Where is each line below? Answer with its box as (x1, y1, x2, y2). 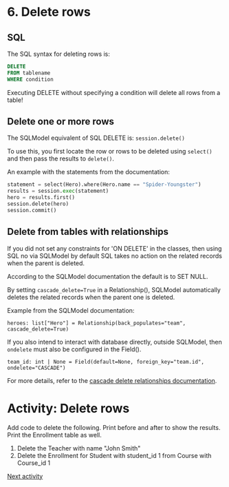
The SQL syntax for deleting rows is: (7, 50, 110, 58)
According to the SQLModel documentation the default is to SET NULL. (7, 272, 208, 280)
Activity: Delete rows (7, 400, 130, 416)
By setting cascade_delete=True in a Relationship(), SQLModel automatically (7, 285, 221, 293)
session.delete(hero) (7, 200, 69, 207)
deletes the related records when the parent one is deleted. (7, 293, 175, 301)
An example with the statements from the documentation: (7, 168, 171, 176)
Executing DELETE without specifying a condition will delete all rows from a (7, 88, 221, 96)
